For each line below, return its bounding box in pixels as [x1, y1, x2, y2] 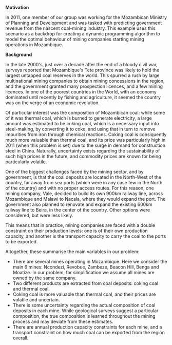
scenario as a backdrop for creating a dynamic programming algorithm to [5, 31, 160, 36]
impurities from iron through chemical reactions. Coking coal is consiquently [5, 131, 167, 138]
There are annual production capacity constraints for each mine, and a [12, 324, 162, 330]
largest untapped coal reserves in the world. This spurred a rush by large [5, 72, 160, 79]
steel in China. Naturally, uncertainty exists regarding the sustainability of [5, 148, 160, 154]
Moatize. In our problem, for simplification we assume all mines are [12, 270, 155, 275]
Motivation [5, 5, 29, 10]
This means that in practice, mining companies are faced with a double [5, 222, 156, 228]
